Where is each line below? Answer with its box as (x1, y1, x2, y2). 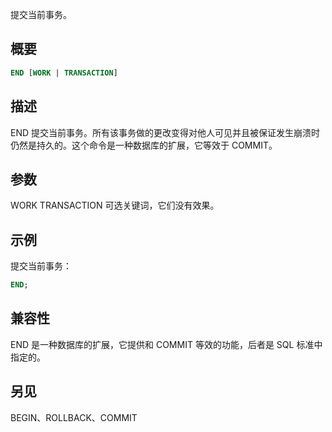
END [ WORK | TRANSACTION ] (10, 68, 118, 78)
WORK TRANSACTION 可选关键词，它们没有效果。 (10, 199, 220, 212)
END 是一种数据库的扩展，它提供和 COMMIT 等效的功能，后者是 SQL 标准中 (10, 338, 323, 350)
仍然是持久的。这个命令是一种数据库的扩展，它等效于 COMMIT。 (10, 139, 278, 151)
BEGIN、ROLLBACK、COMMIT (10, 411, 138, 423)
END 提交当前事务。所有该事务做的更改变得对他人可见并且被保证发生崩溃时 (10, 126, 321, 138)
